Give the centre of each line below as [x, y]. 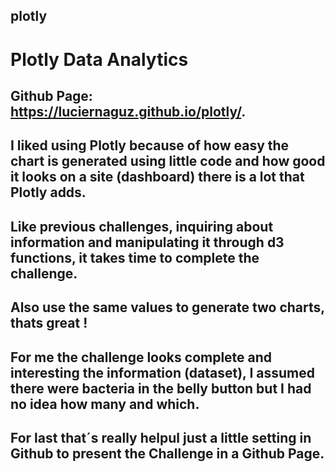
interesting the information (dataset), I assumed [162, 372]
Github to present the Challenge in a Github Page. [167, 453]
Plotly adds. [48, 192]
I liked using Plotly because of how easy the [150, 145]
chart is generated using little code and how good [168, 161]
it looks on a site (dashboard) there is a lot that [157, 177]
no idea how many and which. [105, 404]
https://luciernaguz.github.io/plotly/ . [128, 111]
